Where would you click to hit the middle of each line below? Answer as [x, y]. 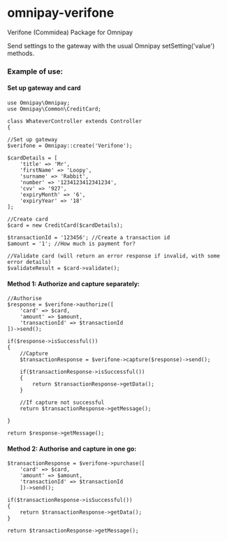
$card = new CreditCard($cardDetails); [65, 225]
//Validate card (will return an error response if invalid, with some [113, 256]
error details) [29, 262]
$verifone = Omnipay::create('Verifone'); [70, 146]
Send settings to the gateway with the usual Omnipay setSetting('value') [111, 45]
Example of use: [35, 71]
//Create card [28, 219]
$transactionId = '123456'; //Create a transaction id [89, 238]
